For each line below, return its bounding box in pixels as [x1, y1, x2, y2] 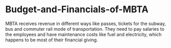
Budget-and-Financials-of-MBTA [5, 4, 149, 15]
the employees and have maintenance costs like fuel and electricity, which [5, 31, 162, 37]
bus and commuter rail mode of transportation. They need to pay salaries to [5, 26, 165, 32]
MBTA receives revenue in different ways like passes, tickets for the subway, [5, 20, 166, 27]
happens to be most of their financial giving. [5, 37, 98, 43]
